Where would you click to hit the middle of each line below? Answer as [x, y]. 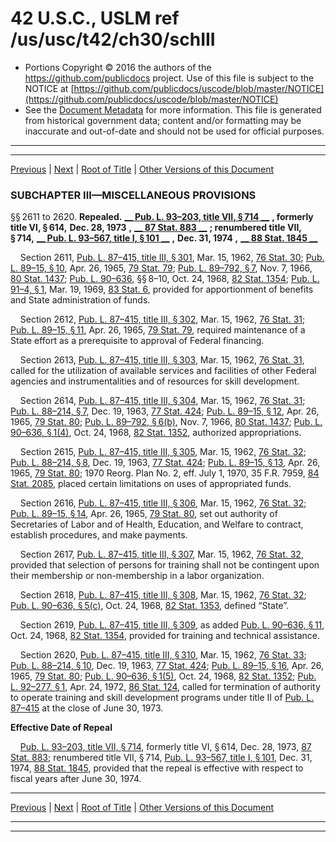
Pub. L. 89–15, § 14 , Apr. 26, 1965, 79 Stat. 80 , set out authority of [144, 514]
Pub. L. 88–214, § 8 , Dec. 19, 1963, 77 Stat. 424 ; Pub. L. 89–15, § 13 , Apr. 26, [165, 463]
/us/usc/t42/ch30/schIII [113, 39]
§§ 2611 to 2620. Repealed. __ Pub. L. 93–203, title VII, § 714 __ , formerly [162, 217]
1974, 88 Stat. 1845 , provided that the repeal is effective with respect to [157, 768]
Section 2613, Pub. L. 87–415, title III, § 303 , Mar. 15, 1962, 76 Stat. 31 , [162, 360]
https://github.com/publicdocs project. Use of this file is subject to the [169, 78]
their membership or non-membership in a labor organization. [137, 576]
